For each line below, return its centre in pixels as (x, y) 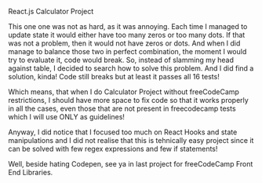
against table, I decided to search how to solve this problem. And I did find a (131, 68)
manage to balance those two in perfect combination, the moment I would (127, 51)
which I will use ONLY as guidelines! (67, 117)
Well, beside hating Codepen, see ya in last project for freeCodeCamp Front (131, 164)
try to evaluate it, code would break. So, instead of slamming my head (121, 60)
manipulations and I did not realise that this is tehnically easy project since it (131, 140)
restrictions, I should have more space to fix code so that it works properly (128, 100)
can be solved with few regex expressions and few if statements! (113, 149)
